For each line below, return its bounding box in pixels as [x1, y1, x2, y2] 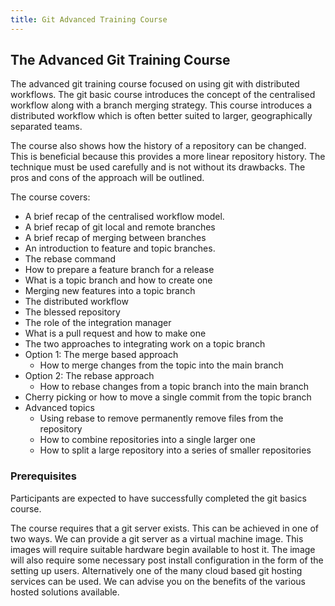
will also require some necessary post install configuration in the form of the [10, 554, 324, 566]
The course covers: [10, 191, 91, 203]
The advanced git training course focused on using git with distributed [10, 78, 300, 90]
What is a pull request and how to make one [24, 327, 207, 340]
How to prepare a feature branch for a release [24, 264, 215, 276]
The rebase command [24, 253, 117, 265]
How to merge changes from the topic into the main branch [39, 359, 284, 371]
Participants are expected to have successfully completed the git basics [10, 492, 307, 504]
